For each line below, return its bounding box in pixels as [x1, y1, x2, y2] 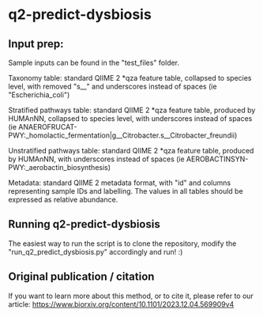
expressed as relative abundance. [8, 195, 118, 204]
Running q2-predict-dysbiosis [8, 217, 160, 231]
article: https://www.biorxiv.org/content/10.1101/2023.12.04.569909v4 [8, 299, 235, 309]
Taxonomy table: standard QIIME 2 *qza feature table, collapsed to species [8, 74, 252, 82]
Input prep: [8, 37, 64, 51]
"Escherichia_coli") [8, 90, 70, 100]
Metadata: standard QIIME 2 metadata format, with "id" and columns [8, 178, 231, 187]
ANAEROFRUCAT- [18, 123, 77, 131]
